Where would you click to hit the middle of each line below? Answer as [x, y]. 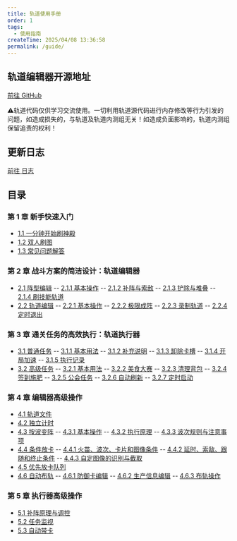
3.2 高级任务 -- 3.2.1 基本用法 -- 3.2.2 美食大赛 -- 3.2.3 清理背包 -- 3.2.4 [122, 368]
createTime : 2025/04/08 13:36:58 [56, 40]
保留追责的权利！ [32, 128]
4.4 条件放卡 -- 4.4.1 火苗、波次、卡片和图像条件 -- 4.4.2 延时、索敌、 [119, 449]
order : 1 [20, 20]
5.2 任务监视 [36, 521]
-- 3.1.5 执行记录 [61, 360]
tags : [15, 27]
